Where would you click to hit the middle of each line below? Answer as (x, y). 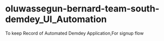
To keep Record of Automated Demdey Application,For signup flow (74, 33)
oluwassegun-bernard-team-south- (82, 9)
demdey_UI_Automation (56, 19)
